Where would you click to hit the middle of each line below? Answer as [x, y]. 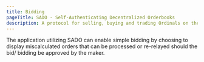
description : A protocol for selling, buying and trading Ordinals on [97, 23]
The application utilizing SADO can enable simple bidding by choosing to [97, 40]
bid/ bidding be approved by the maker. [56, 53]
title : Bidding [25, 12]
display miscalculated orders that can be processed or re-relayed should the [102, 46]
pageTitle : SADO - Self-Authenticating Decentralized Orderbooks [90, 17]
